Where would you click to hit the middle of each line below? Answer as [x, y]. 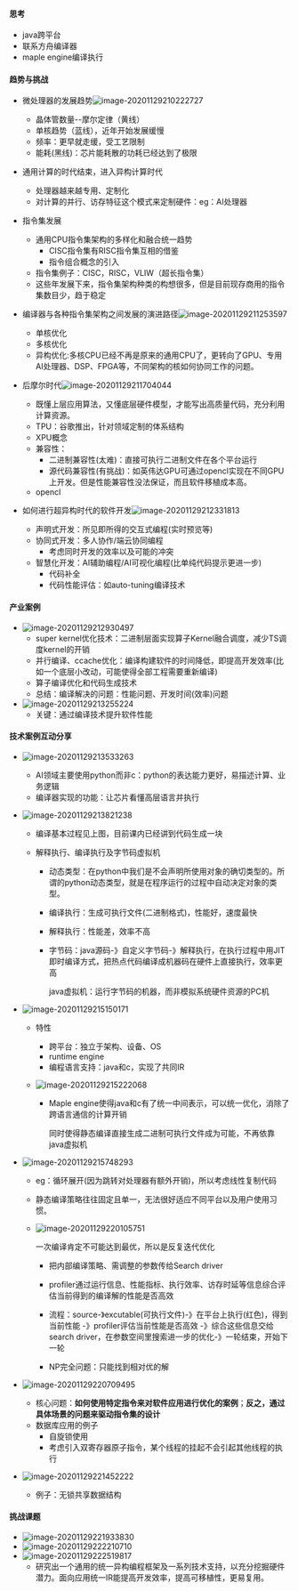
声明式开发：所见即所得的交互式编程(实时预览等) [124, 529]
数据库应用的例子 [67, 1425]
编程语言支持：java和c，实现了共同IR [117, 1067]
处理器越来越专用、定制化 [82, 190]
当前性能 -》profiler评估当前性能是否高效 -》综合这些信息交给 [161, 1325]
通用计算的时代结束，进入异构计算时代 [92, 172]
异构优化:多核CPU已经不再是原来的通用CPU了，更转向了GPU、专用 [159, 355]
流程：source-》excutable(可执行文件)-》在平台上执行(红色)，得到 [168, 1314]
